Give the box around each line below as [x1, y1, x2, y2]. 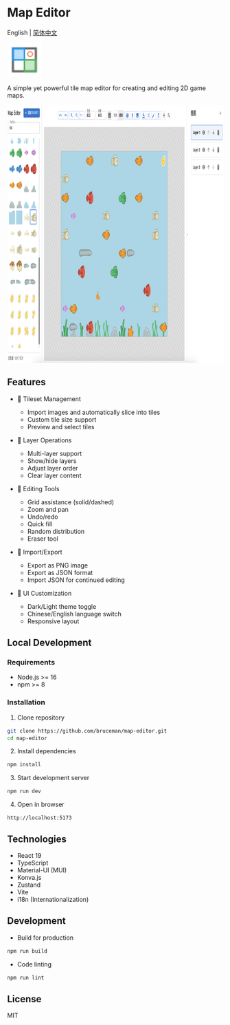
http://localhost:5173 [7, 814, 72, 821]
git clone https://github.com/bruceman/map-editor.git [7, 727, 168, 734]
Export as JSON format [27, 568, 93, 576]
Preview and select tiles [27, 422, 95, 431]
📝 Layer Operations [16, 435, 72, 444]
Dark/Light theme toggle [27, 602, 97, 610]
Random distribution [27, 527, 85, 535]
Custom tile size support [27, 415, 97, 424]
